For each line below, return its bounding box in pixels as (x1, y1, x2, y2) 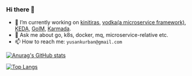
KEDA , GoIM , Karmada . (14, 25, 71, 32)
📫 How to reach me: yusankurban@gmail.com (14, 38, 122, 45)
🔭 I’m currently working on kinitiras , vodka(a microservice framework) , (14, 19, 187, 26)
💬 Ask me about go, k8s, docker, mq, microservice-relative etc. (14, 31, 168, 39)
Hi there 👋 (6, 5, 35, 14)
